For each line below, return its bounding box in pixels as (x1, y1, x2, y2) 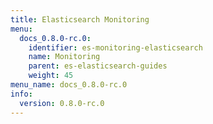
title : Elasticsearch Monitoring (10, 14, 150, 25)
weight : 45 (28, 71, 74, 81)
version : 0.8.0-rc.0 (19, 98, 105, 108)
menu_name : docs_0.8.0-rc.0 (10, 80, 128, 90)
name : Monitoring (28, 52, 101, 62)
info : (10, 89, 33, 99)
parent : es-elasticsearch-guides (28, 61, 168, 71)
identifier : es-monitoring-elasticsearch (28, 42, 203, 53)
